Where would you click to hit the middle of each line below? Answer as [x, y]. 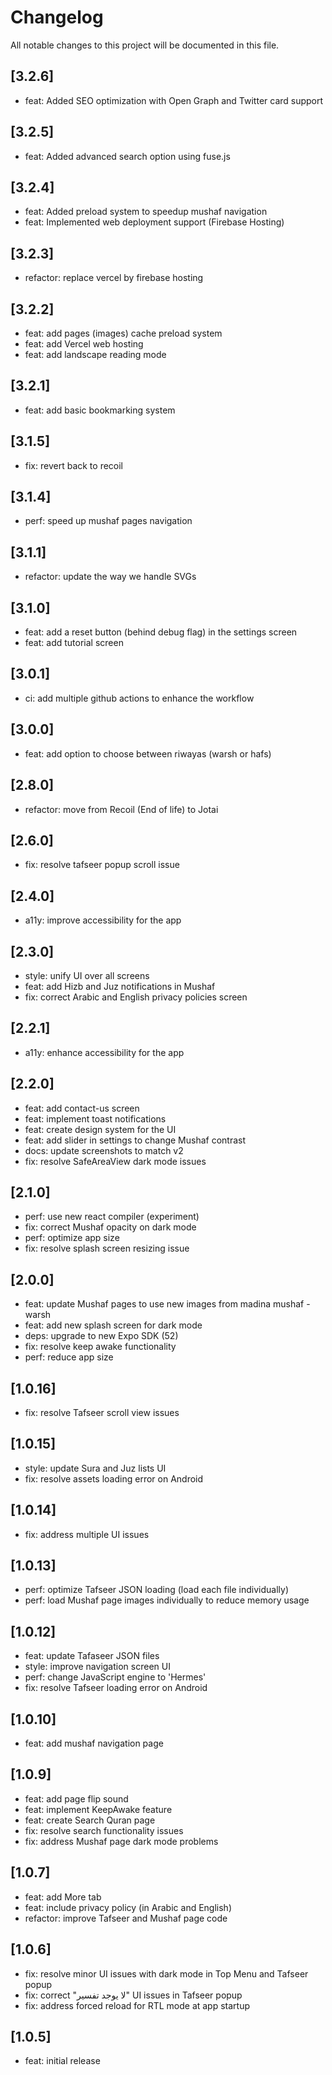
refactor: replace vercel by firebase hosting [114, 278]
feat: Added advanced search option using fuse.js [127, 156]
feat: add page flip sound [76, 1798]
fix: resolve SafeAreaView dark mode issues [115, 1161]
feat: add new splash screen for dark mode [113, 1325]
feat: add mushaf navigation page [94, 1743]
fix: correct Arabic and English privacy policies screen [136, 997]
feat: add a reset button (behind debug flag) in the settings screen [161, 632]
